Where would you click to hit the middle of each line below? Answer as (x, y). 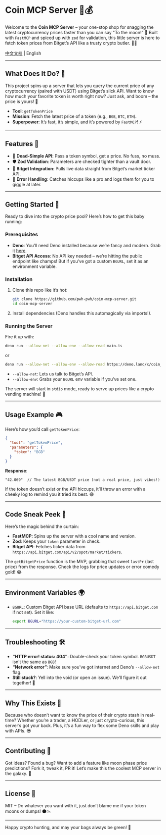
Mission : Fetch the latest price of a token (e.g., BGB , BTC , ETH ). (74, 116)
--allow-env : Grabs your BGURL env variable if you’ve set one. (74, 379)
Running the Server (29, 326)
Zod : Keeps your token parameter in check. (56, 541)
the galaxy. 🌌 (18, 773)
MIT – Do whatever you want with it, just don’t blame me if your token (76, 805)
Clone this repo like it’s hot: (40, 290)
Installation (19, 279)
